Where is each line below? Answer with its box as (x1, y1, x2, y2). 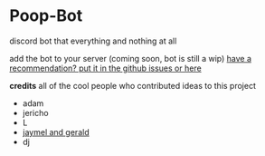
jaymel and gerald (22, 126, 90, 137)
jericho (22, 107, 49, 118)
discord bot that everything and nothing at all (9, 35, 177, 46)
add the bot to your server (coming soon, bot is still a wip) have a (9, 53, 251, 63)
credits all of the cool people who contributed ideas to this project (9, 80, 256, 91)
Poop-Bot (9, 5, 83, 26)
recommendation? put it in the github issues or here (9, 63, 202, 73)
